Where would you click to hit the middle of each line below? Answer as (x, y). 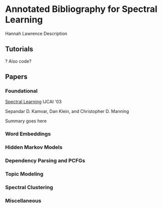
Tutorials (19, 49)
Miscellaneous (23, 201)
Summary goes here (26, 121)
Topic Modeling (24, 174)
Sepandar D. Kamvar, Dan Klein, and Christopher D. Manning (67, 111)
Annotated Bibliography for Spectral (81, 9)
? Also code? (18, 61)
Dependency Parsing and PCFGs (45, 161)
